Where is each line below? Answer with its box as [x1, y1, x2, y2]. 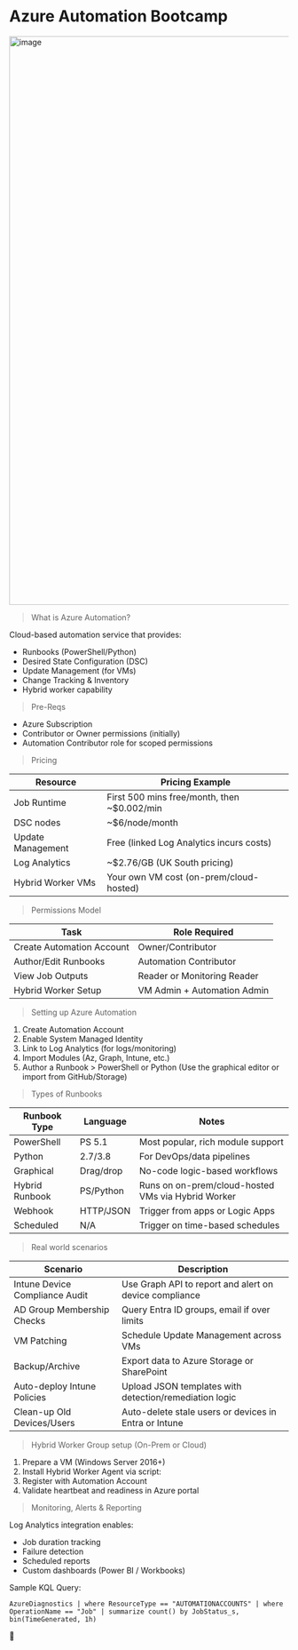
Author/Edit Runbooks [13, 955, 106, 968]
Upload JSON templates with [121, 1380, 242, 1392]
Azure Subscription [21, 718, 93, 729]
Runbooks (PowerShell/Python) [21, 646, 137, 657]
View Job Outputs [13, 969, 89, 982]
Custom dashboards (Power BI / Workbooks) [21, 1565, 186, 1575]
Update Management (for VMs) [21, 665, 137, 676]
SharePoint [121, 1366, 168, 1378]
